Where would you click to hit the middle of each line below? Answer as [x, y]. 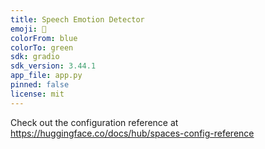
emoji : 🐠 [28, 29]
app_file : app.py [46, 76]
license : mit [37, 94]
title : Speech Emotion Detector [77, 19]
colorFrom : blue [44, 38]
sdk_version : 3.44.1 [53, 66]
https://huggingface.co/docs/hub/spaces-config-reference [132, 133]
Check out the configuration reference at [94, 122]
